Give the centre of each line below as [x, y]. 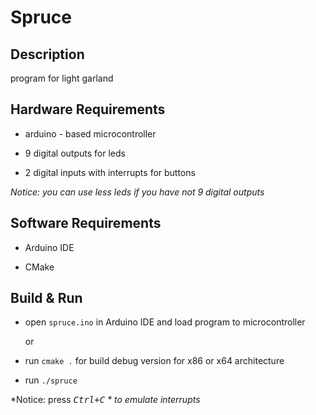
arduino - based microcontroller [90, 133]
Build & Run [46, 298]
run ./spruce [51, 380]
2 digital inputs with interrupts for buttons [110, 172]
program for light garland [62, 78]
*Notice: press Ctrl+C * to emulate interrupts [105, 400]
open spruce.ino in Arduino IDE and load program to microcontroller [165, 322]
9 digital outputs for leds [75, 153]
